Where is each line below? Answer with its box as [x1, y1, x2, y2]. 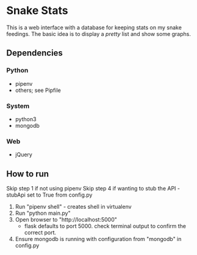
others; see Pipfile [15, 86, 61, 94]
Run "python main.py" [15, 209, 71, 217]
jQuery [15, 151, 32, 158]
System [6, 102, 30, 110]
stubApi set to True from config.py [6, 191, 93, 198]
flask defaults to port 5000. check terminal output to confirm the [24, 223, 187, 230]
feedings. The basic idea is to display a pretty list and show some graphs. [6, 30, 191, 37]
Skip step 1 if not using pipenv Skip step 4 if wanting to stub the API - [6, 185, 180, 192]
